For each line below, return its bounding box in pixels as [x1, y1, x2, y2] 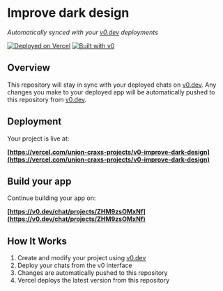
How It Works [7, 235, 68, 247]
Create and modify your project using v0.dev [17, 254, 146, 262]
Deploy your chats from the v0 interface [17, 261, 132, 270]
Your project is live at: [7, 134, 70, 143]
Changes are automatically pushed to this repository [17, 269, 168, 277]
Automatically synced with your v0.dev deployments [7, 28, 158, 36]
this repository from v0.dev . [7, 95, 87, 104]
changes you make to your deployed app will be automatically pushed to [7, 87, 215, 96]
